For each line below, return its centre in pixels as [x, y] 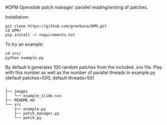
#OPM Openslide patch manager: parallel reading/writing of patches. [77, 7]
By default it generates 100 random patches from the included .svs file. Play [84, 67]
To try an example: [24, 44]
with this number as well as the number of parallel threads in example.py [80, 73]
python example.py [24, 58]
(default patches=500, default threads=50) [50, 78]
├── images [17, 91]
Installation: [17, 17]
